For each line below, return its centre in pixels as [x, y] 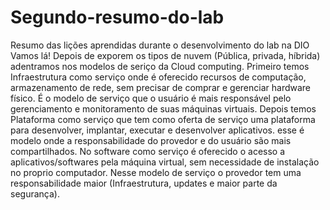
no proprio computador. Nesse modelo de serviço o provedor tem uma [156, 172]
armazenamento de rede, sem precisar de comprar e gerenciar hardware [161, 87]
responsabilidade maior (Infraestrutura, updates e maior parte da [144, 183]
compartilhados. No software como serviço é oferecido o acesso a [148, 151]
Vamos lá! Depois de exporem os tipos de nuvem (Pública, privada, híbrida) [165, 55]
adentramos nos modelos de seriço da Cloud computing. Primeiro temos [160, 66]
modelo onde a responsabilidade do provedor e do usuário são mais [151, 140]
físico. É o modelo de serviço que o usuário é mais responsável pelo [151, 98]
